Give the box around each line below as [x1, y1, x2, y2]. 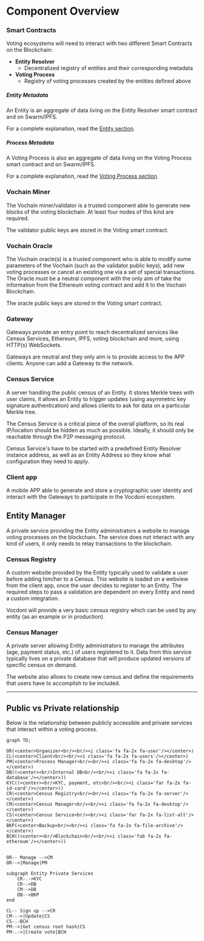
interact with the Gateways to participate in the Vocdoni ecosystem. [6, 493, 176, 500]
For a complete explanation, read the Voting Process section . [6, 172, 159, 180]
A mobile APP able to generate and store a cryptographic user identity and [6, 486, 192, 494]
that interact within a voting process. [6, 726, 98, 733]
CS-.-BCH [6, 918, 29, 925]
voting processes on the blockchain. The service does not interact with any [6, 533, 195, 540]
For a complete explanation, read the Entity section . [6, 125, 135, 132]
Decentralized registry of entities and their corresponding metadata [24, 65, 193, 72]
